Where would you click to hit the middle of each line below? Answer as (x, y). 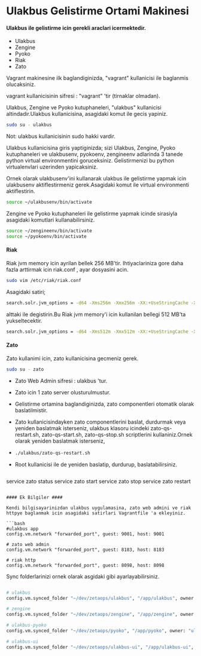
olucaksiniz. (21, 84)
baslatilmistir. (31, 410)
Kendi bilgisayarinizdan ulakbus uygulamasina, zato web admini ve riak (99, 508)
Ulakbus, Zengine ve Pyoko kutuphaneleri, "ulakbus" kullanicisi (84, 108)
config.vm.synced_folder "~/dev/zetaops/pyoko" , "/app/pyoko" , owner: (96, 631)
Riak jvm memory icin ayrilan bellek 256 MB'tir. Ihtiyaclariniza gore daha (95, 263)
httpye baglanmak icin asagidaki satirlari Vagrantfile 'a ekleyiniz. (96, 513)
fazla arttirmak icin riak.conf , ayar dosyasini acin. (67, 269)
